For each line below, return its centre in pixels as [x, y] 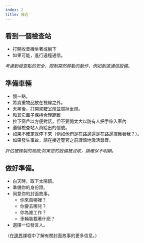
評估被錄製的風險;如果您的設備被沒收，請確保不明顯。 [61, 151]
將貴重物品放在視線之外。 [39, 103]
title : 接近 [17, 15]
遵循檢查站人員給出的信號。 [41, 128]
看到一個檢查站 [28, 36]
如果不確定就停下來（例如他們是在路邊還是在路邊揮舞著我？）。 [77, 134]
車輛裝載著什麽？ [37, 218]
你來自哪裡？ [33, 200]
